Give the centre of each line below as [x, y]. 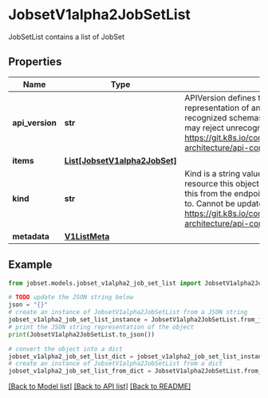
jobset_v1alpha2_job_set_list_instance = [78, 320]
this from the [209, 193]
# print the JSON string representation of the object [101, 327]
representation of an [223, 108]
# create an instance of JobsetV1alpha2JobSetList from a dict [116, 364]
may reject [205, 128]
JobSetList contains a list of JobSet [67, 37]
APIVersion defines [221, 97]
